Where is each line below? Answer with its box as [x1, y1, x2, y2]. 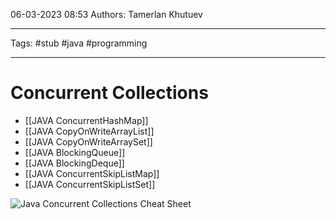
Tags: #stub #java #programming [10, 37, 148, 49]
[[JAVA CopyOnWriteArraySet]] [24, 135, 153, 148]
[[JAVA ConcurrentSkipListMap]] [24, 167, 160, 179]
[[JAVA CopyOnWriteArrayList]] [24, 125, 155, 137]
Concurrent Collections [10, 82, 209, 104]
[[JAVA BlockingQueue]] [24, 146, 126, 158]
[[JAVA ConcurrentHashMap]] [24, 114, 149, 126]
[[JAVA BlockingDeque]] [24, 157, 125, 169]
